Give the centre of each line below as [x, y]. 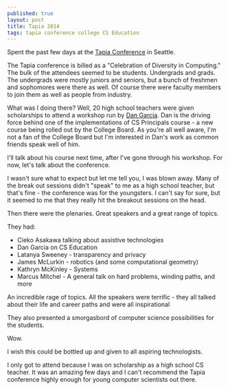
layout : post [26, 20]
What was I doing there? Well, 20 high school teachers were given [101, 108]
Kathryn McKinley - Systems [57, 269]
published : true [30, 13]
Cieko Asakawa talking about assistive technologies [90, 240]
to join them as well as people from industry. [70, 95]
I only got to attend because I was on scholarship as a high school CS [105, 365]
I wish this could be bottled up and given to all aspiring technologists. [105, 352]
